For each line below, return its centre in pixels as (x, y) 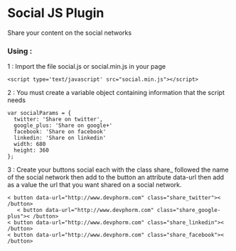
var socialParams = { (39, 113)
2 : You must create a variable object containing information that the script (116, 93)
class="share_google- (189, 211)
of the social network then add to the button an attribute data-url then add (116, 177)
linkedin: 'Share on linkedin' (60, 138)
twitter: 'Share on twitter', (58, 119)
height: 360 (32, 150)
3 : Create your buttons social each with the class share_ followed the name (118, 170)
